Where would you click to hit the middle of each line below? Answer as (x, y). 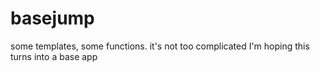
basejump (52, 18)
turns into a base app (54, 56)
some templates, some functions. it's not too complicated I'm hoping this (160, 46)
